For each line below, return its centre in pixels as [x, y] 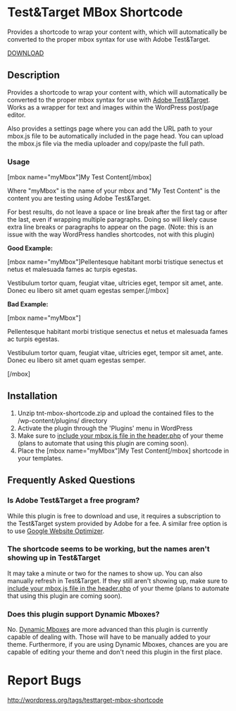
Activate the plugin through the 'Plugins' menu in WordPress [105, 428]
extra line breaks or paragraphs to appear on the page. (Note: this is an [110, 227]
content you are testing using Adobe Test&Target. [79, 198]
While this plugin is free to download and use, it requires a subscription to [114, 515]
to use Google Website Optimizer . [56, 531]
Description [33, 75]
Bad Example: [28, 304]
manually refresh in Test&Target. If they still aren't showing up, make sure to [117, 580]
